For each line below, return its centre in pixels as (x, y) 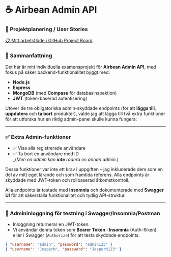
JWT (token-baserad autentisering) (50, 98)
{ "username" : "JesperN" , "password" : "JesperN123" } (64, 249)
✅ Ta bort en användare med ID (46, 154)
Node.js (21, 82)
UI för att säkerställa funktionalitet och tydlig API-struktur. (66, 195)
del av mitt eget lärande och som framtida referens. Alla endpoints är (77, 175)
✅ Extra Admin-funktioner (38, 137)
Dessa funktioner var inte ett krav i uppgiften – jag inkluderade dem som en (84, 169)
